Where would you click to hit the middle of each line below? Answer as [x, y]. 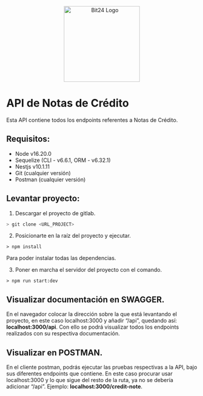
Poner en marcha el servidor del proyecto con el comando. [88, 270]
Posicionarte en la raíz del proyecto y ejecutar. [73, 236]
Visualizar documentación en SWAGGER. [85, 299]
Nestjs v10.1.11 [32, 166]
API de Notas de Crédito [68, 103]
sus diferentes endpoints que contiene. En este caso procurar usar [89, 374]
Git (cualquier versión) [43, 173]
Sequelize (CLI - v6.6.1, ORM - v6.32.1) [63, 160]
